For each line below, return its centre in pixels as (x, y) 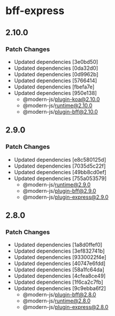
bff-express (35, 11)
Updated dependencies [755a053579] (60, 178)
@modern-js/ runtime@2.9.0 (57, 184)
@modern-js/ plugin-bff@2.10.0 (60, 111)
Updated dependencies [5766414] (55, 80)
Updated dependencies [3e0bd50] (56, 62)
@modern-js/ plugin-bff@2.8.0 (59, 295)
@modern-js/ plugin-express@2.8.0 (66, 307)
